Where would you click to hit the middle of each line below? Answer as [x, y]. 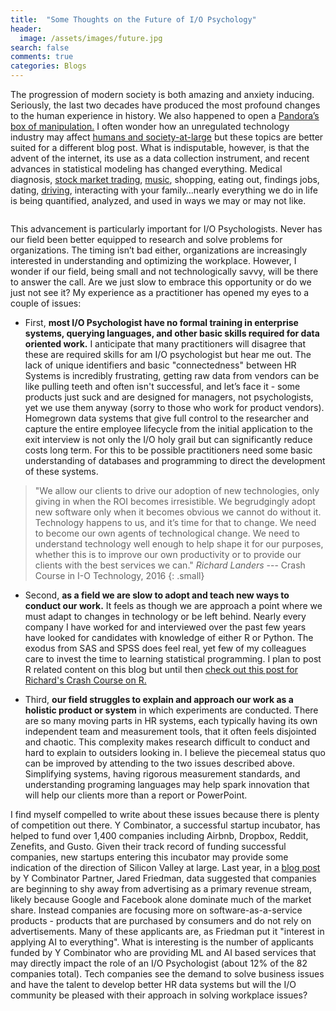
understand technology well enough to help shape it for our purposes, [179, 544]
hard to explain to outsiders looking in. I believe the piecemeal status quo [175, 752]
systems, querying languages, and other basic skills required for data [172, 333]
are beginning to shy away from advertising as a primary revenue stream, [161, 889]
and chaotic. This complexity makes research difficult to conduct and [167, 742]
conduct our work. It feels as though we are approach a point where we [173, 605]
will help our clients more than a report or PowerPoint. [136, 795]
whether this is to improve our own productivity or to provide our [168, 554]
